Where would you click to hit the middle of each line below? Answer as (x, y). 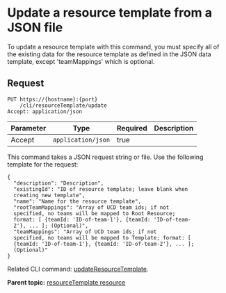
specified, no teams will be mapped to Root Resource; (95, 213)
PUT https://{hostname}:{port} (53, 99)
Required (132, 128)
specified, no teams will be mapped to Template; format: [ (102, 237)
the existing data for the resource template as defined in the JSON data (109, 54)
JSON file (35, 27)
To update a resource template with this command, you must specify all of (113, 47)
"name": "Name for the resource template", (77, 201)
